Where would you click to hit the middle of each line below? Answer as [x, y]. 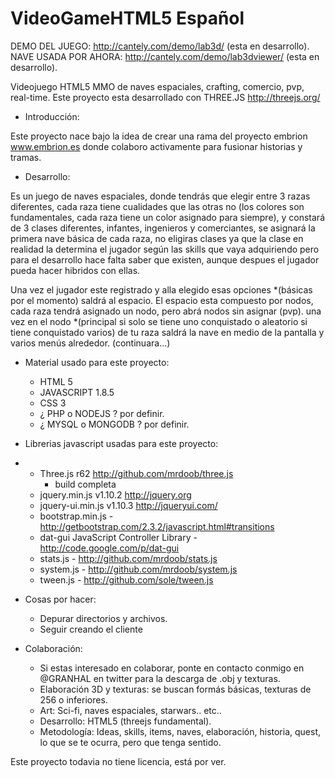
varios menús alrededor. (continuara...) [90, 343]
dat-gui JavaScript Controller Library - [118, 537]
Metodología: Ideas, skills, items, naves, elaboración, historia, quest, [180, 731]
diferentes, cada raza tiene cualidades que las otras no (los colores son [157, 206]
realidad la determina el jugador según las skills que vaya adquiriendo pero [165, 249]
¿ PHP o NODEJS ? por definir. [102, 413]
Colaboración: [53, 648]
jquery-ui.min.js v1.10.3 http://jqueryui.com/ [128, 505]
